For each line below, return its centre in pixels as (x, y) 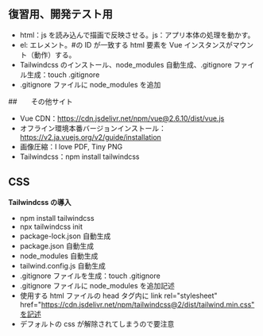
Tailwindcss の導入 (40, 202)
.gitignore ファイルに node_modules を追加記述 (97, 285)
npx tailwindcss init (51, 226)
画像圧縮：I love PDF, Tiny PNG (71, 146)
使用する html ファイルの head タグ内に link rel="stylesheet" (118, 295)
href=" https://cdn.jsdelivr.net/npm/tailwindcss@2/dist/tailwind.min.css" (137, 304)
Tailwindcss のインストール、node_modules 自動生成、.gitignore (126, 64)
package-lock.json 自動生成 (65, 236)
